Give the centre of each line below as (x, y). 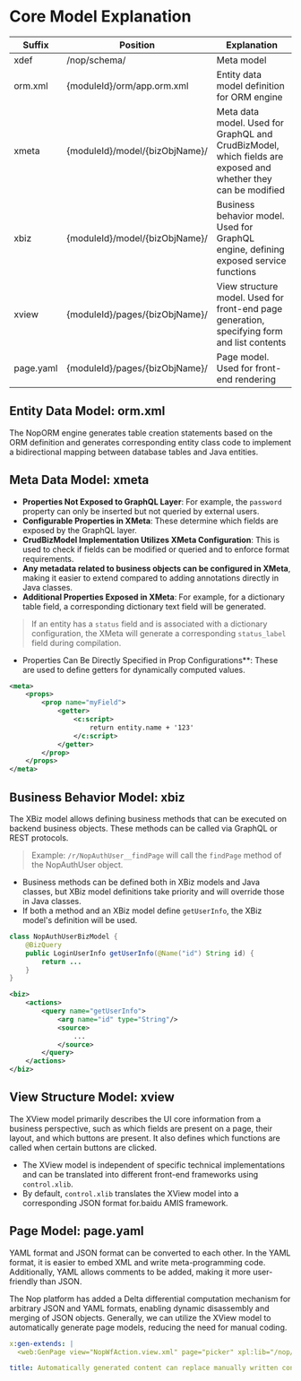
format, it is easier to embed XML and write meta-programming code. (138, 1262)
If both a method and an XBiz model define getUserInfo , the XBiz (142, 911)
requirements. (48, 558)
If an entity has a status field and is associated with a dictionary (149, 624)
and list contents (251, 342)
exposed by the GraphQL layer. (79, 530)
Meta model (241, 60)
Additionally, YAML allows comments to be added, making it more (130, 1272)
